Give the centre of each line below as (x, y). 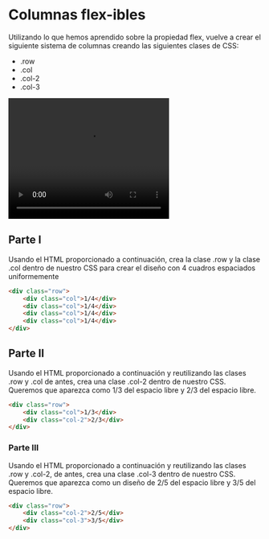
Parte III (24, 448)
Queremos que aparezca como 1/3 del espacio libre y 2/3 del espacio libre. (132, 390)
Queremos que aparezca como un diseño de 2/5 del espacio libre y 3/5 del (132, 482)
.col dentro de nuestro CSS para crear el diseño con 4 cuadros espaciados (132, 268)
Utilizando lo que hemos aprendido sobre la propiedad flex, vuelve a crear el (134, 37)
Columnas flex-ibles (77, 15)
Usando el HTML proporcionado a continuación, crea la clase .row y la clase (134, 259)
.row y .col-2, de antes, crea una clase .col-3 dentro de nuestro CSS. (122, 474)
